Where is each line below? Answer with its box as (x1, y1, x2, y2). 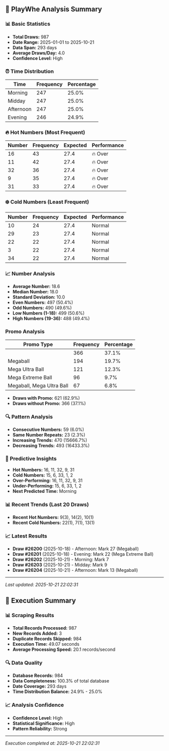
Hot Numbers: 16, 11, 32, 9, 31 (12, 467, 74, 473)
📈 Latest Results (5, 532, 47, 539)
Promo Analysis (5, 328, 45, 335)
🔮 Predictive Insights (5, 455, 57, 462)
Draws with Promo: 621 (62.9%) (12, 395, 80, 401)
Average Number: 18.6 (12, 283, 60, 289)
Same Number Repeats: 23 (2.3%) (12, 432, 86, 438)
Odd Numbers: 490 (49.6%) (12, 305, 72, 311)
